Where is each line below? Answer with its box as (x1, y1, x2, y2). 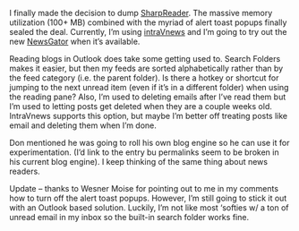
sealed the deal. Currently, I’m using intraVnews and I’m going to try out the (9, 27, 287, 37)
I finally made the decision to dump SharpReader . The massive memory (9, 8, 273, 18)
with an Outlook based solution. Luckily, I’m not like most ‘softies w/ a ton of (9, 202, 289, 213)
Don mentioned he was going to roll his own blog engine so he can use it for (9, 138, 290, 148)
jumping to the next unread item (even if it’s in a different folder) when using (9, 82, 289, 92)
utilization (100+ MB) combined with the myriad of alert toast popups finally (9, 17, 287, 28)
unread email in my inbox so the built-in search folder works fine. (9, 212, 249, 222)
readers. (9, 166, 40, 176)
